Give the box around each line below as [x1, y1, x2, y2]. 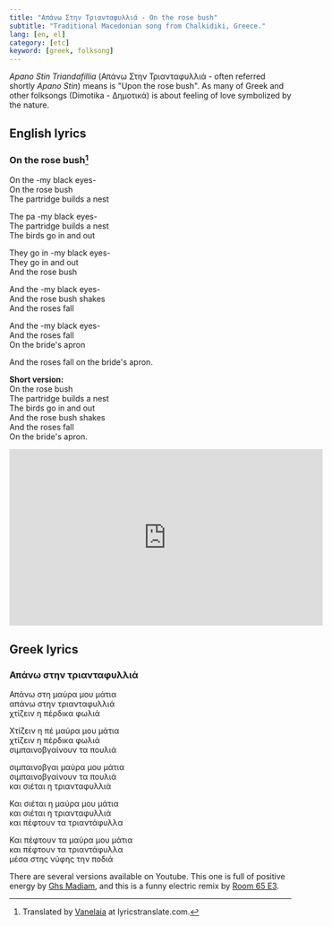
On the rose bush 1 [9, 152, 89, 167]
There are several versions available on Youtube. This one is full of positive [9, 870, 285, 881]
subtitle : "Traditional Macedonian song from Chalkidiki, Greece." [9, 22, 267, 30]
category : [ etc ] [9, 38, 70, 48]
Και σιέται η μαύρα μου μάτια [9, 798, 119, 809]
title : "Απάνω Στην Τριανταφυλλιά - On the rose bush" [9, 13, 218, 22]
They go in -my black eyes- [9, 247, 111, 258]
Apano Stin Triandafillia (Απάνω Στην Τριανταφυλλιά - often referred [9, 71, 266, 82]
